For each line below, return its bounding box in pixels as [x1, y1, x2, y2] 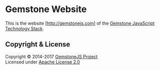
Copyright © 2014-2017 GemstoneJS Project [5, 53, 98, 59]
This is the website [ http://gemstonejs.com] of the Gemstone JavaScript [5, 20, 155, 26]
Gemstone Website [5, 4, 87, 15]
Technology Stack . [5, 25, 44, 31]
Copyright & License [5, 40, 70, 49]
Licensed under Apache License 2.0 [5, 59, 81, 65]
